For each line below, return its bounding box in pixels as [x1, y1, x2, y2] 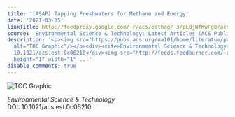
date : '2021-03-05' [7, 17, 64, 24]
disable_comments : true [7, 62, 77, 69]
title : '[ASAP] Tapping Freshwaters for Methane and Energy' [7, 10, 190, 18]
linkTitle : [7, 23, 39, 30]
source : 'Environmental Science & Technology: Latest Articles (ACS [7, 29, 211, 37]
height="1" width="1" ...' [13, 56, 92, 63]
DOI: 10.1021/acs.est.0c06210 [7, 102, 92, 111]
